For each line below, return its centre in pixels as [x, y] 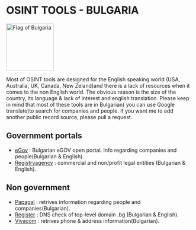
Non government [38, 188]
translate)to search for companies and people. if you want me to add [90, 111]
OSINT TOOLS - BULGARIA [73, 10]
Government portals [44, 136]
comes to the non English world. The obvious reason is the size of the [91, 92]
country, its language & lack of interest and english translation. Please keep [98, 98]
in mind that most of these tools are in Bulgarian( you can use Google [91, 104]
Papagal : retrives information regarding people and [78, 202]
